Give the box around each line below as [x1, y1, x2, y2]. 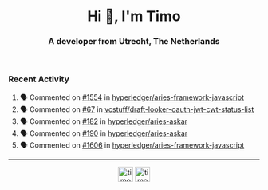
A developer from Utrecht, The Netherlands [48, 36, 220, 47]
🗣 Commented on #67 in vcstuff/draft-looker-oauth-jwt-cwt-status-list [19, 104, 254, 114]
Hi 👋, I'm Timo [87, 7, 181, 26]
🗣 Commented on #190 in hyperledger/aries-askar [19, 128, 188, 138]
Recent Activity [8, 73, 70, 85]
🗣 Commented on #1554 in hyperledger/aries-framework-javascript [19, 92, 245, 102]
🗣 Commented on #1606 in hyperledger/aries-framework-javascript [19, 140, 245, 150]
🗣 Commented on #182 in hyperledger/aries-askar [19, 116, 188, 126]
